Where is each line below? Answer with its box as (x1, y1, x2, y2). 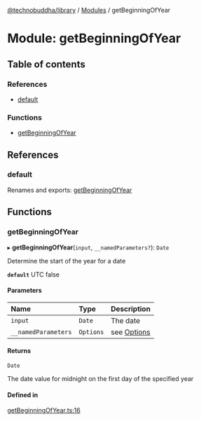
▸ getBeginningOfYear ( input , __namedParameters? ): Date (7, 243, 169, 251)
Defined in (7, 390, 39, 399)
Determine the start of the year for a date (7, 256, 126, 265)
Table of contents (7, 58, 85, 70)
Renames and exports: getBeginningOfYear (7, 186, 132, 194)
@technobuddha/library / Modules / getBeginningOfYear (7, 6, 171, 14)
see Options (111, 327, 151, 337)
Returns (7, 347, 32, 355)
